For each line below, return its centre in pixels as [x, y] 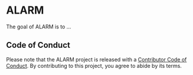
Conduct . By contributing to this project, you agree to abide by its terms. [94, 66]
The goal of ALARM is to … [39, 27]
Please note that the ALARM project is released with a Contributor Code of [97, 59]
